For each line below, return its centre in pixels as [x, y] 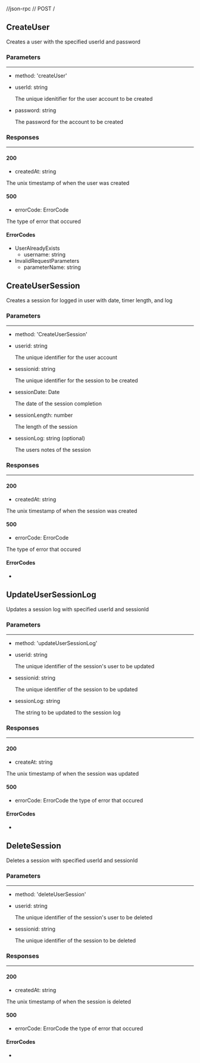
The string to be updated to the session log [68, 712]
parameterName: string [52, 267]
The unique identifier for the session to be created [76, 380]
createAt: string [34, 762]
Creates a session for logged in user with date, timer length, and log [89, 300]
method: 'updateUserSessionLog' [56, 643]
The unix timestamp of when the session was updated [73, 773]
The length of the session [46, 427]
